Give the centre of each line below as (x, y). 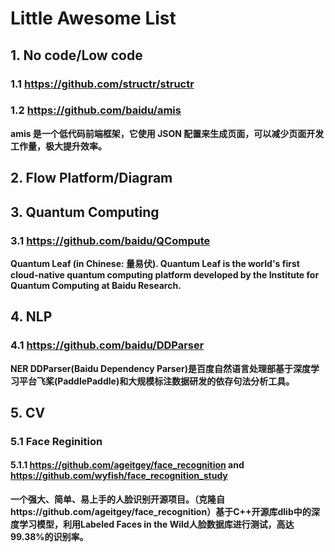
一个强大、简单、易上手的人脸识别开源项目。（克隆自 (117, 499)
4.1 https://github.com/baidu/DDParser (107, 345)
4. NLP (31, 317)
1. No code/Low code (76, 55)
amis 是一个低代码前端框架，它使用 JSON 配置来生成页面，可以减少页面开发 (167, 133)
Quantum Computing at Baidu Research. (96, 285)
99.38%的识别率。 (49, 537)
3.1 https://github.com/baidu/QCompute (110, 240)
